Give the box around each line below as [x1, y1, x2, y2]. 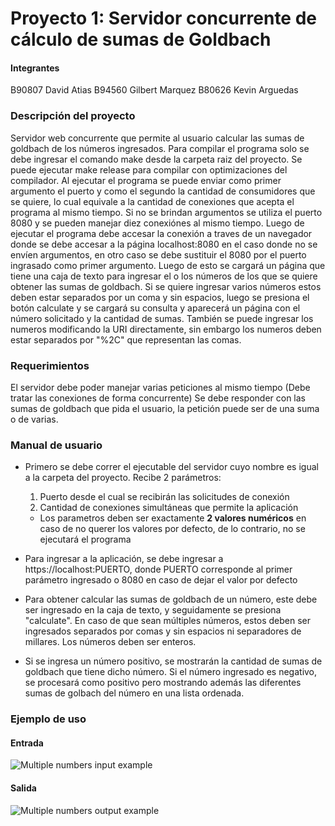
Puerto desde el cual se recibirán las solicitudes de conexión [39, 491, 290, 503]
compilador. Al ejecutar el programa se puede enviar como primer [10, 174, 282, 186]
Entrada [10, 737, 44, 749]
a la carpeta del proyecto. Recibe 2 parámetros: [24, 472, 222, 484]
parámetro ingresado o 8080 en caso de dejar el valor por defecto [24, 574, 298, 586]
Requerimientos [10, 358, 90, 372]
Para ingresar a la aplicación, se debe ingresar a [24, 553, 224, 565]
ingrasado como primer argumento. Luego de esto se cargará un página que [10, 259, 326, 271]
